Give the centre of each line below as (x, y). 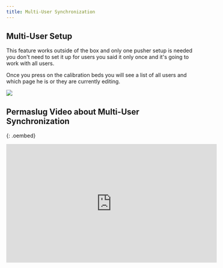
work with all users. (30, 63)
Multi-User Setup (39, 36)
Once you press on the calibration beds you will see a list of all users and (97, 75)
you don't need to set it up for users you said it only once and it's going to (98, 57)
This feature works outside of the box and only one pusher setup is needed (99, 51)
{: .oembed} (21, 136)
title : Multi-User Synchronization (51, 12)
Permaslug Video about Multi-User (73, 112)
